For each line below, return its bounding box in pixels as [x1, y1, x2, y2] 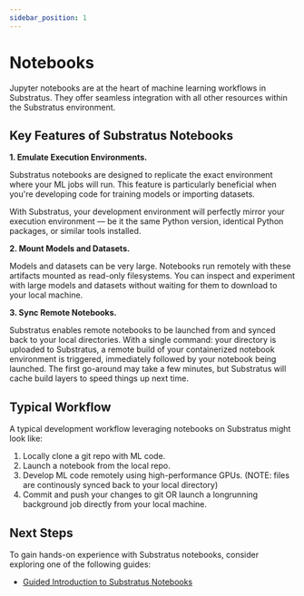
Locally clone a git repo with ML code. [22, 451, 166, 462]
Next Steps [9, 525, 74, 541]
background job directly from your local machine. [22, 499, 207, 510]
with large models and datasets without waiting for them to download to [9, 280, 278, 291]
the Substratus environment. [9, 102, 116, 112]
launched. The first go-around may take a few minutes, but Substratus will [9, 364, 287, 375]
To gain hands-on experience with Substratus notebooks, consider [9, 550, 260, 560]
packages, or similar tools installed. [9, 226, 142, 237]
